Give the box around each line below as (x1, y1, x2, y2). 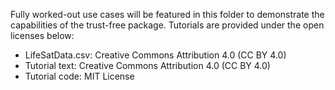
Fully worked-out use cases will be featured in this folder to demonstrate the (10, 9, 325, 20)
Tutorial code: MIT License (24, 70, 135, 82)
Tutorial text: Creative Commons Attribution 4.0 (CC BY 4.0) (24, 60, 271, 71)
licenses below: (10, 30, 75, 41)
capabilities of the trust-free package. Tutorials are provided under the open (10, 19, 325, 31)
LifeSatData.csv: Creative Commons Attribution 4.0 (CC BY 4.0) (24, 49, 287, 61)
